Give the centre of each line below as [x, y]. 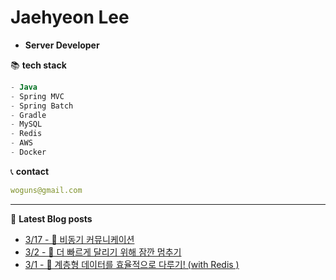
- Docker [28, 152]
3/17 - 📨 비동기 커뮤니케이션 [79, 239]
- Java [24, 87]
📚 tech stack [38, 65]
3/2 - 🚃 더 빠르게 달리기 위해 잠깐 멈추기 [103, 252]
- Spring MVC [37, 96]
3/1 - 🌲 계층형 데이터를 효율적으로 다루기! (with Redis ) [132, 264]
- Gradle [28, 115]
